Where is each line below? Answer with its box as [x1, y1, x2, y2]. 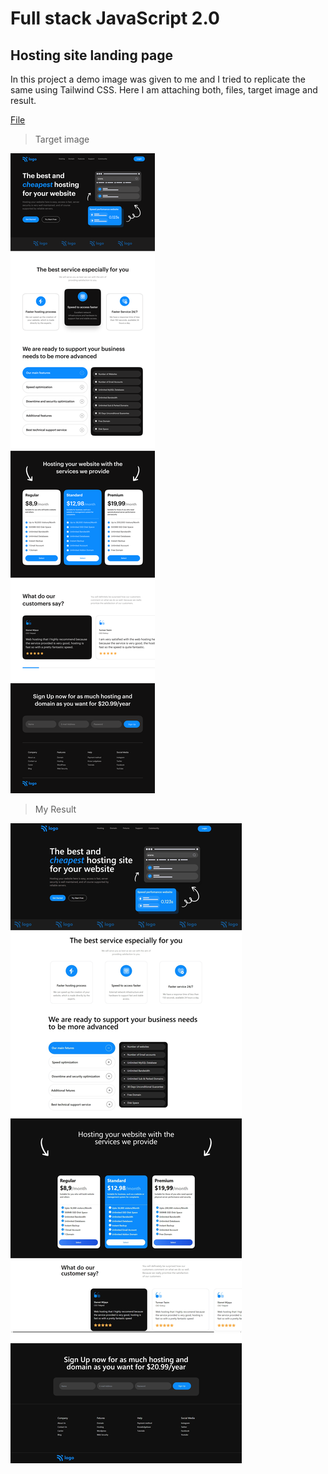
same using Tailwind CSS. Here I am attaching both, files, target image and [10, 84, 318, 96]
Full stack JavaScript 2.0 [10, 7, 220, 30]
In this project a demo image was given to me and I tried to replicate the [10, 73, 306, 85]
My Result [34, 803, 77, 815]
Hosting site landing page [10, 47, 174, 64]
